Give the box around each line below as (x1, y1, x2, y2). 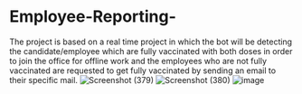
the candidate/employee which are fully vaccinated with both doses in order (9, 45, 293, 56)
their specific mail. (9, 74, 79, 85)
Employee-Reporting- (9, 6, 176, 27)
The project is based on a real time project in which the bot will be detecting (9, 36, 292, 47)
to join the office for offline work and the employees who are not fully (9, 55, 268, 66)
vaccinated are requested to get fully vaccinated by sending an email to (9, 65, 277, 76)
